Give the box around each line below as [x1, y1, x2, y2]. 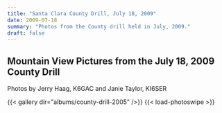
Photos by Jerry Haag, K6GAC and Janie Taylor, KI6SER [7, 85, 167, 93]
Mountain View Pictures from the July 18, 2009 [7, 55, 215, 67]
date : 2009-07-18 [7, 17, 58, 24]
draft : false [7, 29, 45, 37]
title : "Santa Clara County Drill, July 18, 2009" [7, 10, 157, 17]
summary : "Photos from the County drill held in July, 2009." [7, 23, 191, 30]
